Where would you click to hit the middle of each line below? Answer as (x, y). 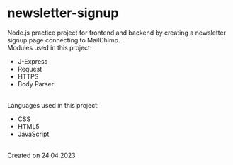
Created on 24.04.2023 (41, 155)
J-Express (33, 61)
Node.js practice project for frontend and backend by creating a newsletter (117, 33)
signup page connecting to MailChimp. (64, 40)
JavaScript (33, 134)
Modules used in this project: (50, 47)
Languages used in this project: (53, 105)
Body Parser (36, 84)
